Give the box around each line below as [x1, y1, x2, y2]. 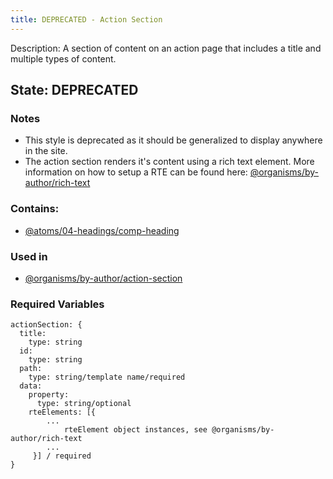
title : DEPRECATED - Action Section [10, 14, 163, 25]
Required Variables [10, 297, 105, 311]
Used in [10, 249, 48, 263]
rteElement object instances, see [63, 425, 208, 435]
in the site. [24, 145, 68, 157]
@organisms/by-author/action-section [24, 272, 183, 284]
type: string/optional [36, 399, 132, 409]
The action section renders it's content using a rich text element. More [24, 156, 315, 168]
